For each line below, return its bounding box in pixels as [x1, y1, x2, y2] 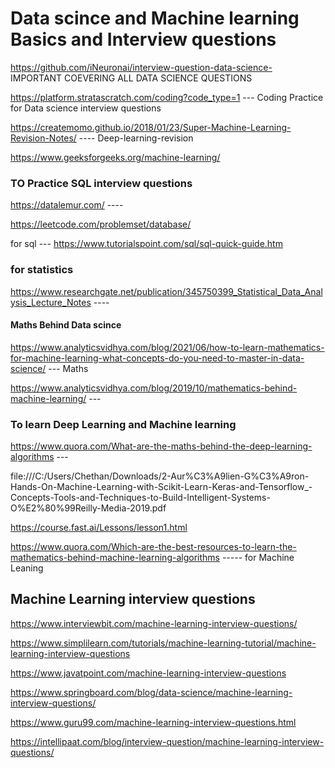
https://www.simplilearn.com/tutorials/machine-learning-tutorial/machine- [10, 637, 317, 649]
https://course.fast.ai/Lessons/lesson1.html [10, 522, 188, 534]
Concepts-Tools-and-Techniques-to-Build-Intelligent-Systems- [10, 492, 271, 504]
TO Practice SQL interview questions [10, 176, 193, 190]
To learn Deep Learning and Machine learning [10, 417, 237, 431]
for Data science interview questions [10, 102, 162, 114]
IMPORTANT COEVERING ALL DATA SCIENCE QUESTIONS [10, 72, 253, 84]
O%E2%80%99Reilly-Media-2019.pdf [10, 502, 167, 514]
